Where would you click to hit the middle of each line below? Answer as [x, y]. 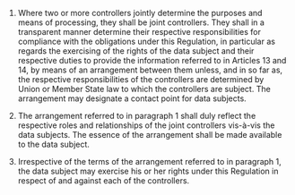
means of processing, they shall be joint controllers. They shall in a [141, 22]
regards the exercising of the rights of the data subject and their [136, 51]
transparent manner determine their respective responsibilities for [139, 32]
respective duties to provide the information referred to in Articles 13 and [152, 60]
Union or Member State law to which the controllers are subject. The [144, 89]
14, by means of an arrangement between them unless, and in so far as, [150, 70]
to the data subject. [53, 144]
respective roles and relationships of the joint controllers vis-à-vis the [146, 125]
